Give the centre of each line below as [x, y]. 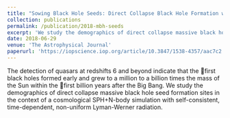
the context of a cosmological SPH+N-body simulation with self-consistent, [114, 100]
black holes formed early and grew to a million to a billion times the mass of [114, 78]
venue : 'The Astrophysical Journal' [59, 45]
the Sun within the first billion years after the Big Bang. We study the [105, 85]
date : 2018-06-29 [32, 39]
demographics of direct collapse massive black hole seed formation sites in [114, 92]
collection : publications [44, 20]
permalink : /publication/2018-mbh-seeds [66, 26]
